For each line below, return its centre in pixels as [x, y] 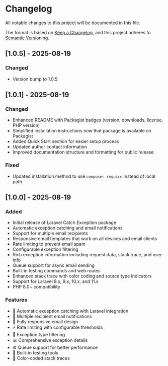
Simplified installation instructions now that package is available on [82, 131]
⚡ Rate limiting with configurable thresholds [58, 327]
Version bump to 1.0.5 [35, 79]
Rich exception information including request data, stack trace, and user [87, 255]
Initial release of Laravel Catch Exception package [64, 223]
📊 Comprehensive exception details [50, 340]
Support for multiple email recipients [50, 233]
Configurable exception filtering [46, 249]
